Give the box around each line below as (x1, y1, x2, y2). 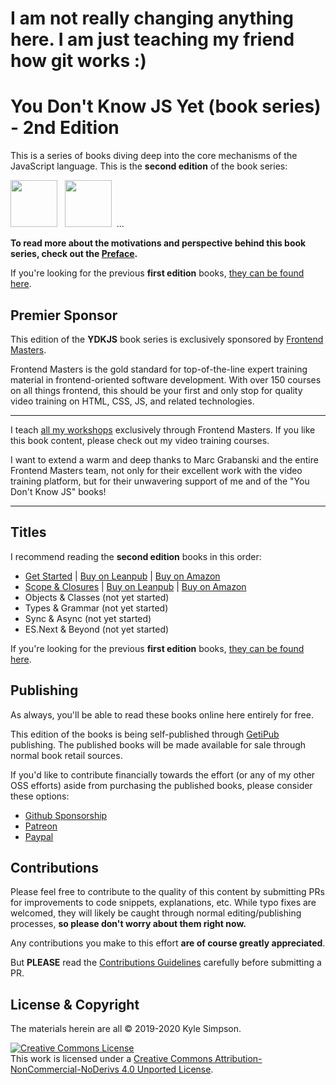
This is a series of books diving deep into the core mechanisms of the (10, 150, 298, 162)
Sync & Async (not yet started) (24, 612, 152, 624)
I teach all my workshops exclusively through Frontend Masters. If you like (10, 423, 316, 436)
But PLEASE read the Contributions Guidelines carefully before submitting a (10, 957, 322, 969)
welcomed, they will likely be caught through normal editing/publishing (10, 907, 302, 919)
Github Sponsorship (24, 809, 108, 821)
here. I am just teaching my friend (10, 28, 295, 51)
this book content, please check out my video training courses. (10, 434, 270, 446)
